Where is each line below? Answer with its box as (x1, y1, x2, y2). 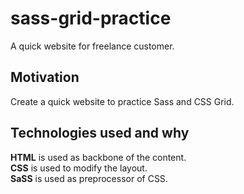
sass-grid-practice (10, 7, 172, 30)
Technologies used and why (10, 125, 190, 142)
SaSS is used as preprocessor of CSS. (10, 172, 168, 184)
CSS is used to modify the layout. (10, 162, 148, 174)
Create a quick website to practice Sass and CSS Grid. (10, 95, 235, 107)
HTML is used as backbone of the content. (10, 151, 187, 163)
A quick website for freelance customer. (10, 40, 175, 52)
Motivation (10, 69, 80, 86)
